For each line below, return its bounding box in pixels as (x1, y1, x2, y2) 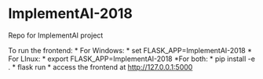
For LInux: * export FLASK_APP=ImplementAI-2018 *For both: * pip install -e (8, 54, 255, 63)
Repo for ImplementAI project (8, 31, 104, 40)
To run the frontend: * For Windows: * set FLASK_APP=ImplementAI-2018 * (8, 45, 253, 55)
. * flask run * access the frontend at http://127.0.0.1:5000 (8, 62, 193, 71)
